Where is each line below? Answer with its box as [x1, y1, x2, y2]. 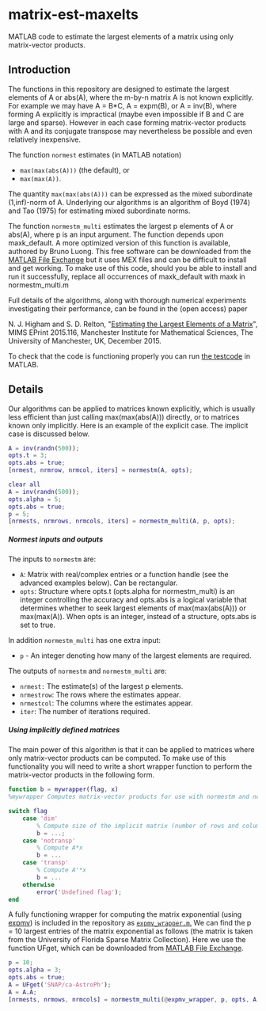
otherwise [22, 880, 55, 888]
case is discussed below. [8, 429, 90, 439]
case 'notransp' [22, 837, 77, 845]
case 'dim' [22, 814, 59, 823]
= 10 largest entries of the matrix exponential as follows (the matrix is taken [8, 926, 253, 936]
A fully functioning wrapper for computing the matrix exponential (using [8, 910, 242, 919]
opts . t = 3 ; [8, 451, 47, 460]
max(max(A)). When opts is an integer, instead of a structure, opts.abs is [19, 612, 257, 621]
